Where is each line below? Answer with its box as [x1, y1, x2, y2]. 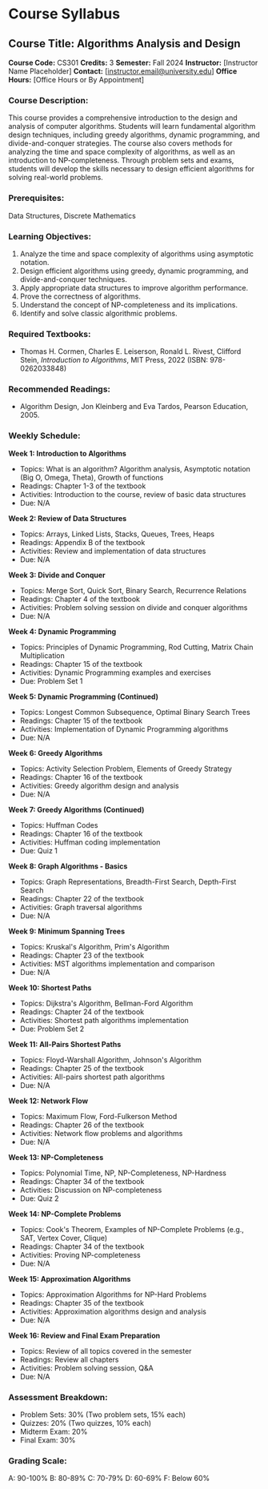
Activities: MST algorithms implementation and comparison [19, 958, 215, 969]
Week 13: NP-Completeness [8, 1152, 104, 1162]
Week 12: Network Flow [8, 1096, 89, 1106]
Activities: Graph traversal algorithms [19, 902, 142, 912]
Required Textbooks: [8, 328, 91, 339]
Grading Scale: [8, 1455, 67, 1466]
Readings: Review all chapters [19, 1355, 119, 1364]
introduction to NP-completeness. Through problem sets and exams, [8, 155, 234, 165]
